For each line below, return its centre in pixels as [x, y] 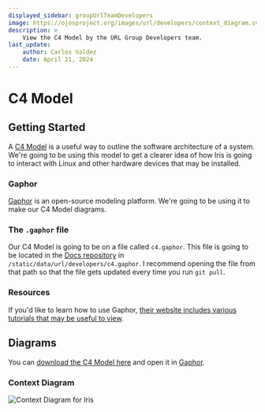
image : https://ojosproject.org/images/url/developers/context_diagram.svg [135, 23]
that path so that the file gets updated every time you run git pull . [117, 272]
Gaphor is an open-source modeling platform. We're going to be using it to [129, 201]
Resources [29, 293]
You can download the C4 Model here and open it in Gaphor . [106, 362]
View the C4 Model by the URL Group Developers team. [112, 37]
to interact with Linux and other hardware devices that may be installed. [125, 163]
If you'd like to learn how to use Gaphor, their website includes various [122, 309]
